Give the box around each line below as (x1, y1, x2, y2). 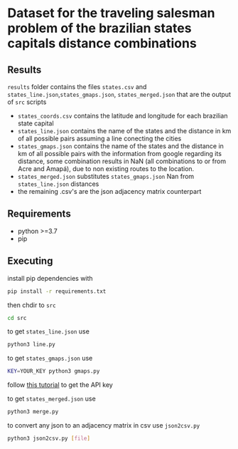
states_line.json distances (17, 180, 99, 188)
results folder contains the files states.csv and (7, 83, 147, 91)
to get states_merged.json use (7, 394, 96, 403)
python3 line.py (7, 341, 55, 349)
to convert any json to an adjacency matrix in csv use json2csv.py (7, 421, 200, 429)
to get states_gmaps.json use (7, 354, 93, 363)
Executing (7, 255, 53, 267)
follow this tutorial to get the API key (7, 381, 114, 389)
